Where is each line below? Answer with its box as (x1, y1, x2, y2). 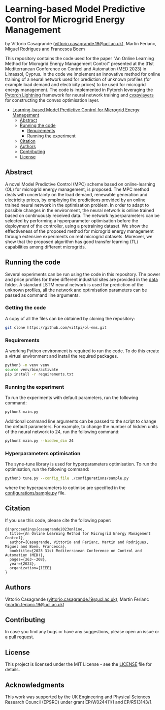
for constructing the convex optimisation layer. (5, 97, 99, 103)
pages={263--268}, (9, 557, 48, 562)
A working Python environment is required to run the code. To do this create (5, 348, 160, 354)
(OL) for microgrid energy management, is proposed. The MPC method (5, 186, 149, 192)
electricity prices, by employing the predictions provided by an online (5, 197, 146, 203)
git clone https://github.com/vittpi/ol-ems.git (5, 325, 107, 330)
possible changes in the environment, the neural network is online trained (5, 207, 154, 213)
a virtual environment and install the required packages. (5, 353, 118, 359)
